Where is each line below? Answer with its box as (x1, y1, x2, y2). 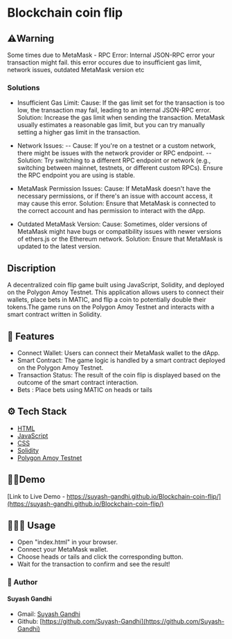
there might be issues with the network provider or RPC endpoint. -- (17, 149, 212, 157)
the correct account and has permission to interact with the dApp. (17, 207, 206, 215)
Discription (7, 262, 56, 274)
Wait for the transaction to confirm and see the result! (17, 560, 170, 568)
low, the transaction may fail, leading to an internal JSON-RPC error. (17, 106, 211, 114)
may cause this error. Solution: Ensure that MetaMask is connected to (17, 199, 216, 207)
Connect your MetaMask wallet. (17, 545, 109, 554)
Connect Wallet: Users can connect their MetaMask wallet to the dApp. (17, 348, 220, 357)
